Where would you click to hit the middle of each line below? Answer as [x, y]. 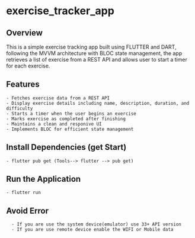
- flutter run [24, 193]
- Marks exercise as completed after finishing [66, 119]
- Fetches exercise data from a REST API [58, 98]
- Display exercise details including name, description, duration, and [98, 103]
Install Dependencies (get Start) [66, 147]
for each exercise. [28, 66]
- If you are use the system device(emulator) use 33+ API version [97, 224]
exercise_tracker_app [60, 11]
